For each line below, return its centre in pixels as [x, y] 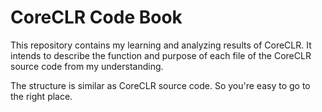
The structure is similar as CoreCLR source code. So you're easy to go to [160, 85]
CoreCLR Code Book [96, 17]
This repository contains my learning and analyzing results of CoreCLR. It [161, 45]
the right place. [41, 96]
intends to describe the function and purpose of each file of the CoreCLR [161, 55]
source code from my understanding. [87, 66]
